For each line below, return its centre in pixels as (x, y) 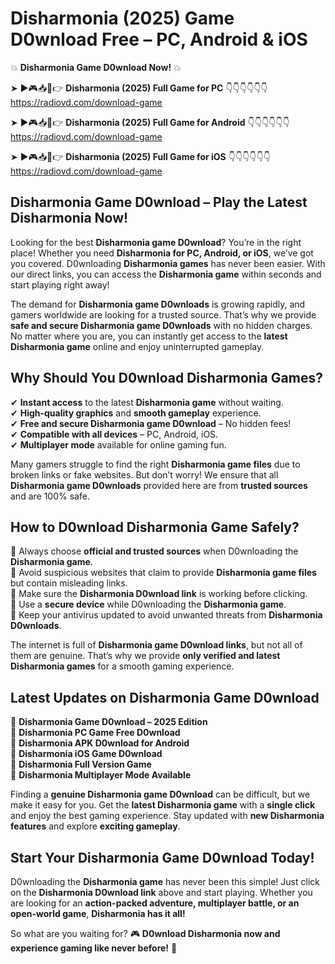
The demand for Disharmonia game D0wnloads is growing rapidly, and (158, 304)
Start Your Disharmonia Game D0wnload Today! (162, 857)
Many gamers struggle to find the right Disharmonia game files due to (155, 464)
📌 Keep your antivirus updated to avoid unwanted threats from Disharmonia (166, 615)
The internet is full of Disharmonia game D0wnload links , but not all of (156, 645)
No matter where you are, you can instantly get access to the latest (149, 336)
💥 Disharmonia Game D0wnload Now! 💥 (96, 67)
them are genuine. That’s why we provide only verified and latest (145, 656)
